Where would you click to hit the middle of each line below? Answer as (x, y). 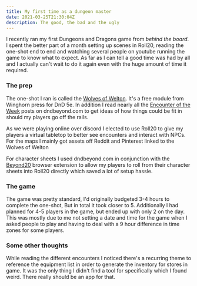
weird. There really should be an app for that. (61, 277)
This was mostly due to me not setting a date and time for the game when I (97, 217)
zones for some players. (35, 230)
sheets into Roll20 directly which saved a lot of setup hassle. (79, 171)
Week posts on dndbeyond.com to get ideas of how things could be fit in (94, 111)
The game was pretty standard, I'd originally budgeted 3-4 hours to (88, 199)
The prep (19, 86)
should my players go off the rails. (47, 117)
